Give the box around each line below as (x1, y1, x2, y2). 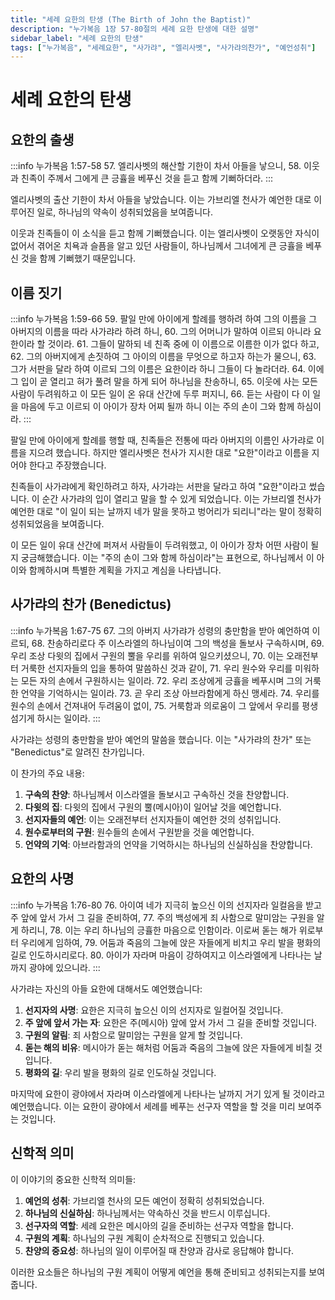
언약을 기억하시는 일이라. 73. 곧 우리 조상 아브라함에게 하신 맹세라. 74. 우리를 (20, 687, 320, 699)
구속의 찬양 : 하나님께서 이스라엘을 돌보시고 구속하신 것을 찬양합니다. (24, 788, 290, 800)
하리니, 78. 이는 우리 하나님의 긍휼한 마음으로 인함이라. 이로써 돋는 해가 (20, 924, 297, 936)
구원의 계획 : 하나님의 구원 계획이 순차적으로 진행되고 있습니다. (24, 1232, 265, 1244)
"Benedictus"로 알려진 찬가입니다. (10, 746, 145, 758)
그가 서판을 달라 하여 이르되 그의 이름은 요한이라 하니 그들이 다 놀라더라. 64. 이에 (10, 363, 325, 375)
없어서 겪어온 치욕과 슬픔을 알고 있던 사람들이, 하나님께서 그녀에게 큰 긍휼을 (10, 240, 304, 252)
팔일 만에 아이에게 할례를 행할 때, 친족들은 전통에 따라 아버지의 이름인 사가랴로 (10, 434, 315, 446)
